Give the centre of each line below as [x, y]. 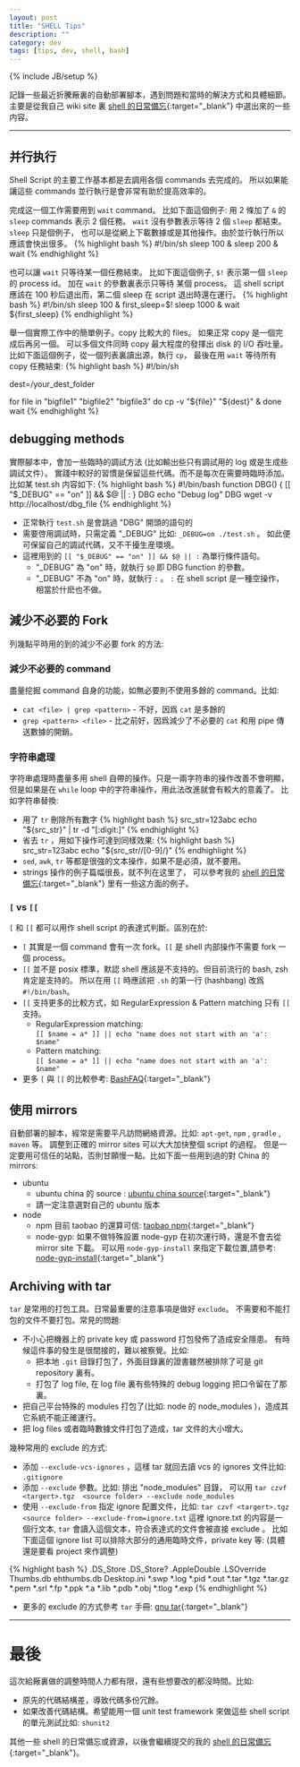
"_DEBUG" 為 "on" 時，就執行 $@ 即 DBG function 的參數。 [142, 567]
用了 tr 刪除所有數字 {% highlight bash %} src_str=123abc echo [139, 819]
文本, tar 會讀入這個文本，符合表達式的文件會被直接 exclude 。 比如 [163, 1529]
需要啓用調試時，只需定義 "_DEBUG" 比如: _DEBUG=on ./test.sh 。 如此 [152, 533]
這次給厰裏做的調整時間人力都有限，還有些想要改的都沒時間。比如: [132, 1681]
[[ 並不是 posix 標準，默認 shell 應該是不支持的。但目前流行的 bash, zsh [155, 969]
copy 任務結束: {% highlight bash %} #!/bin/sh [94, 366]
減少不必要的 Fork [59, 620]
